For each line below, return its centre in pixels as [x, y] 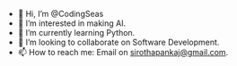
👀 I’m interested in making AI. [72, 23]
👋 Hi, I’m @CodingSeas [61, 14]
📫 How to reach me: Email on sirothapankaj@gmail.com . [123, 52]
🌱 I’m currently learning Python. [76, 33]
